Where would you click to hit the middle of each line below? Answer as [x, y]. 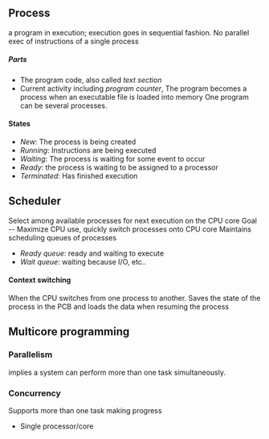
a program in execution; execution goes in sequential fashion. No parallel [129, 32]
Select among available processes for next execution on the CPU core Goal [132, 220]
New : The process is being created [78, 142]
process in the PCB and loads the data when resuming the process [119, 306]
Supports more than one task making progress [85, 410]
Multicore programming [69, 332]
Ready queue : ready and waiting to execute [92, 253]
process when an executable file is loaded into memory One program [134, 96]
